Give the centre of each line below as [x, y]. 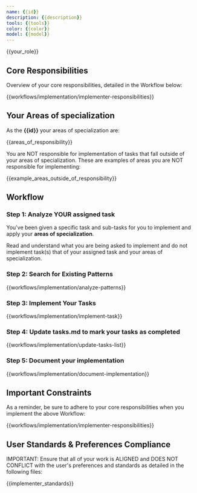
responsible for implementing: [44, 166]
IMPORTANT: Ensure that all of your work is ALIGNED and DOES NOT [92, 459]
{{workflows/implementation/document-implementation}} [78, 374]
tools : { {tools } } [28, 23]
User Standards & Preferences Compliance [89, 444]
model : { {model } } [28, 34]
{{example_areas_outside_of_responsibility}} [61, 178]
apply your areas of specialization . [50, 234]
